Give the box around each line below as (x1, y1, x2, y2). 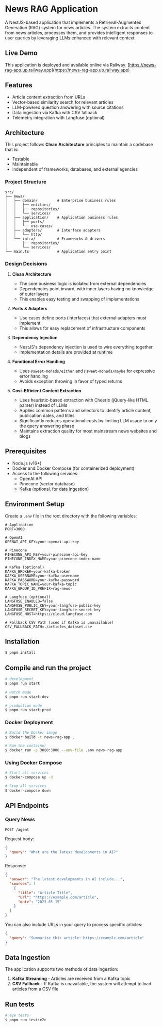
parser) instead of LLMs (19, 402, 67, 408)
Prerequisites (5, 447, 47, 456)
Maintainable (12, 161, 38, 167)
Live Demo (5, 49, 38, 57)
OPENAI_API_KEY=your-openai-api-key (5, 539, 79, 544)
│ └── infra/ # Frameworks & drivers (5, 236, 105, 241)
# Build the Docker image (5, 730, 57, 735)
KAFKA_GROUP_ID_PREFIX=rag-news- (5, 586, 73, 591)
